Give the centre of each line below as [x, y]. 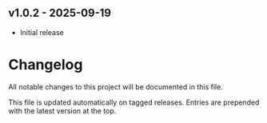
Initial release [42, 32]
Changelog [46, 65]
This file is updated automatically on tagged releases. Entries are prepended [134, 102]
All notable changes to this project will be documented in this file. [116, 86]
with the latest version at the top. [62, 110]
